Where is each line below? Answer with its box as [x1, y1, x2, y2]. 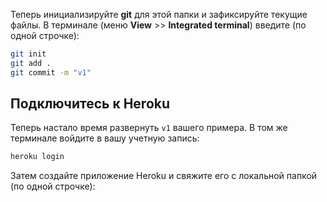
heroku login [10, 152, 65, 162]
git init [10, 49, 47, 59]
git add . [10, 58, 52, 68]
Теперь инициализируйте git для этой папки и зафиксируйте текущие [10, 9, 308, 20]
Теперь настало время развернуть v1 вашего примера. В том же [10, 122, 288, 134]
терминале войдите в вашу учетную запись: [10, 132, 200, 144]
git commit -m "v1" [10, 67, 92, 78]
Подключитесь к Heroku [10, 95, 171, 113]
